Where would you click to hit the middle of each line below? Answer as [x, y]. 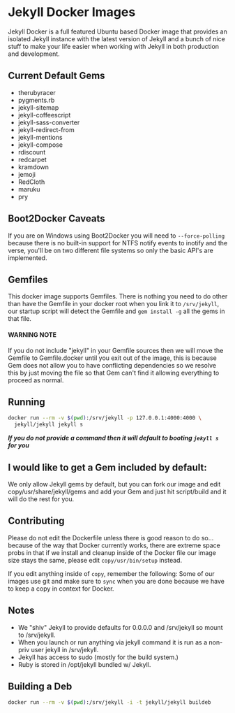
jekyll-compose [40, 145]
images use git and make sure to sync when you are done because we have [116, 581]
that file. [20, 319]
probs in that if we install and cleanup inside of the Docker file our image [112, 552]
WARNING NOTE [32, 334]
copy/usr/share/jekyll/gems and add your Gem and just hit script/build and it [117, 491]
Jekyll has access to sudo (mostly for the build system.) [98, 657]
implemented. [28, 258]
